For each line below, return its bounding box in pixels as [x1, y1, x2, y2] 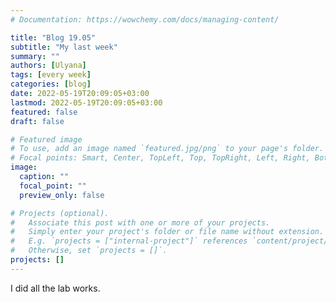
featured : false [10, 107, 78, 117]
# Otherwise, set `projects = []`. [10, 246, 168, 256]
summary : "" [10, 51, 60, 61]
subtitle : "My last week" [10, 42, 118, 52]
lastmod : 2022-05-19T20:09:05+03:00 [10, 97, 163, 108]
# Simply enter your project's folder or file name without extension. [10, 227, 325, 237]
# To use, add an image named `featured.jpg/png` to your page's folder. [10, 144, 325, 154]
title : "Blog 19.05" [10, 32, 97, 43]
